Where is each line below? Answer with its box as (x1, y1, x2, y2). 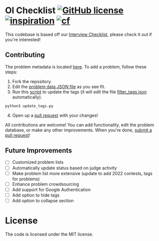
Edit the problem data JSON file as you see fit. (12, 84, 106, 89)
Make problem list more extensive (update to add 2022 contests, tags (12, 170, 153, 176)
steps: (5, 69, 18, 75)
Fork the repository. (12, 78, 52, 84)
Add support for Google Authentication (12, 186, 91, 193)
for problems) (12, 176, 40, 182)
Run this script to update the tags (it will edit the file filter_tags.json (12, 88, 147, 95)
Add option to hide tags (12, 192, 60, 198)
